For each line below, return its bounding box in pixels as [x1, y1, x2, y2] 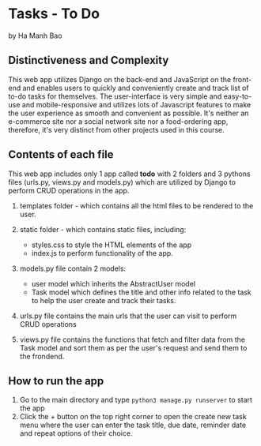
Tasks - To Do [8, 5, 100, 23]
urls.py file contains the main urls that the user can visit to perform [19, 311, 237, 320]
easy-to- [223, 92, 252, 101]
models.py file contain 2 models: [19, 264, 127, 273]
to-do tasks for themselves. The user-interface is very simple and [8, 92, 222, 101]
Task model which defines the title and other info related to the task [31, 287, 252, 297]
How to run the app [8, 374, 104, 388]
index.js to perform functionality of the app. [31, 248, 174, 257]
